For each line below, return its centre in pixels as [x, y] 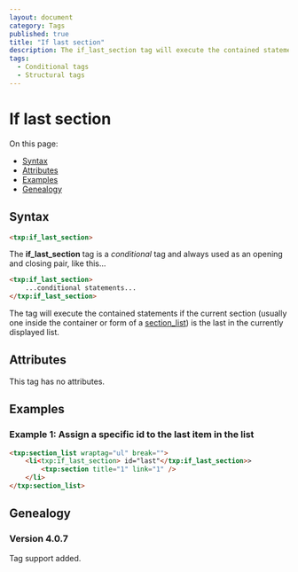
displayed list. [35, 332]
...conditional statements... [81, 288]
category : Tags [37, 26]
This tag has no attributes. [57, 381]
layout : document [41, 17]
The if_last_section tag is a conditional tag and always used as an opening [146, 255]
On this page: [34, 144]
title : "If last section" [57, 42]
